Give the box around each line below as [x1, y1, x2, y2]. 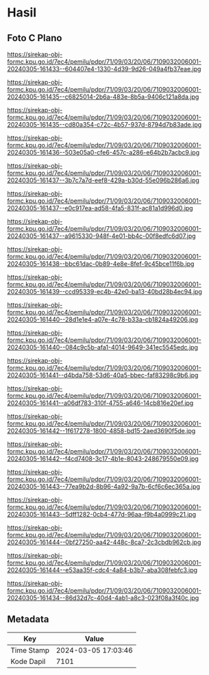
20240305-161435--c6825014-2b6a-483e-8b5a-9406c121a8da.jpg [7, 93, 199, 101]
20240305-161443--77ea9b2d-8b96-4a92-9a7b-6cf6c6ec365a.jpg [7, 482, 201, 491]
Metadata [7, 613, 49, 625]
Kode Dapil [10, 656, 46, 666]
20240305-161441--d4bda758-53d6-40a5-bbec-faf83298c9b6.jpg [7, 371, 199, 379]
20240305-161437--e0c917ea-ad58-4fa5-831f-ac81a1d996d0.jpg [7, 204, 193, 212]
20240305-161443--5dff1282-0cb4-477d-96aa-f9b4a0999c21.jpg [7, 511, 197, 518]
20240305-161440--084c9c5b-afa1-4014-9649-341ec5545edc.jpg [7, 343, 199, 351]
